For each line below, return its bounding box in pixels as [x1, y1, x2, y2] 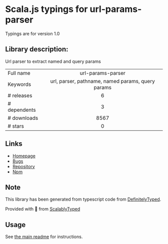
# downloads [7, 114, 38, 121]
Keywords [7, 81, 31, 88]
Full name [7, 69, 31, 76]
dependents [7, 106, 36, 113]
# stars [7, 122, 24, 129]
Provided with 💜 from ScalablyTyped [5, 206, 80, 212]
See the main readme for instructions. [5, 234, 83, 240]
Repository [12, 163, 35, 169]
